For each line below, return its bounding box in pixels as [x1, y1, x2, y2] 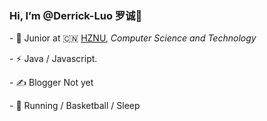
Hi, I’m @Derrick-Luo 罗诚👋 [9, 8, 143, 22]
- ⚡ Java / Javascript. [9, 53, 98, 65]
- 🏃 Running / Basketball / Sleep [9, 100, 141, 112]
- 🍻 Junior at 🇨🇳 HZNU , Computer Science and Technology [9, 32, 257, 44]
